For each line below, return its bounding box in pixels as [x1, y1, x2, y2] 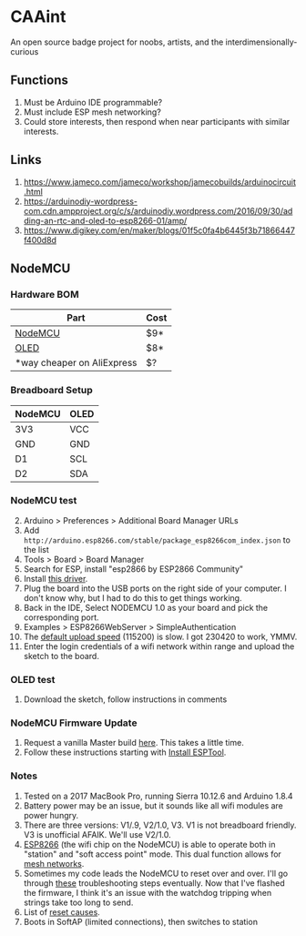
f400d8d [23, 234, 57, 245]
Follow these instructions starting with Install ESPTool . [23, 747, 227, 758]
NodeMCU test [10, 494, 77, 507]
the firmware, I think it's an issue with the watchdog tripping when [23, 887, 272, 898]
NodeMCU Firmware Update [10, 717, 138, 729]
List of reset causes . [23, 906, 101, 917]
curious [10, 46, 39, 56]
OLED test [10, 673, 56, 686]
